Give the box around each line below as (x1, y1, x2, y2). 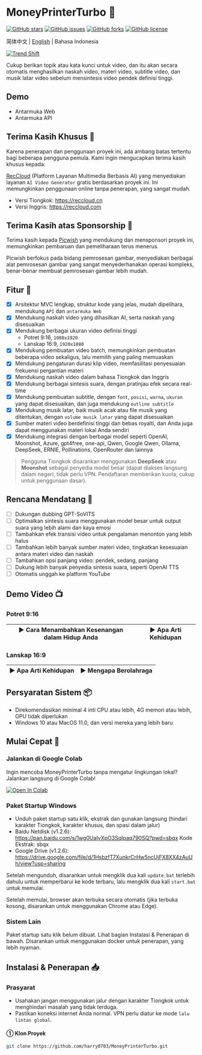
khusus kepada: (6, 160, 46, 167)
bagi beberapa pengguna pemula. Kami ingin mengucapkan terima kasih (6, 154, 186, 161)
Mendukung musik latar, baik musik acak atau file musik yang (14, 406, 167, 413)
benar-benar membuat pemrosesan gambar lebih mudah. (6, 268, 148, 275)
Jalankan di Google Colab (6, 754, 82, 763)
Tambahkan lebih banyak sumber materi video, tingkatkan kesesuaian (14, 543, 188, 551)
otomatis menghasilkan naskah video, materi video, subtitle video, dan (6, 67, 180, 75)
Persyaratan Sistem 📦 (6, 687, 92, 698)
